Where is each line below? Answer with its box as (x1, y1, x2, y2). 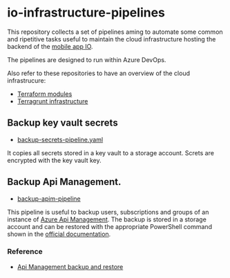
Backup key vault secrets (7, 117, 119, 129)
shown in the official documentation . (7, 230, 111, 238)
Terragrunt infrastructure (17, 97, 88, 105)
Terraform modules (17, 90, 73, 98)
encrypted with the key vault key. (7, 156, 102, 164)
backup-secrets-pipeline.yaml (17, 135, 104, 143)
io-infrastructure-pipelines (7, 5, 166, 21)
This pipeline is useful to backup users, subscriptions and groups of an (7, 208, 209, 216)
